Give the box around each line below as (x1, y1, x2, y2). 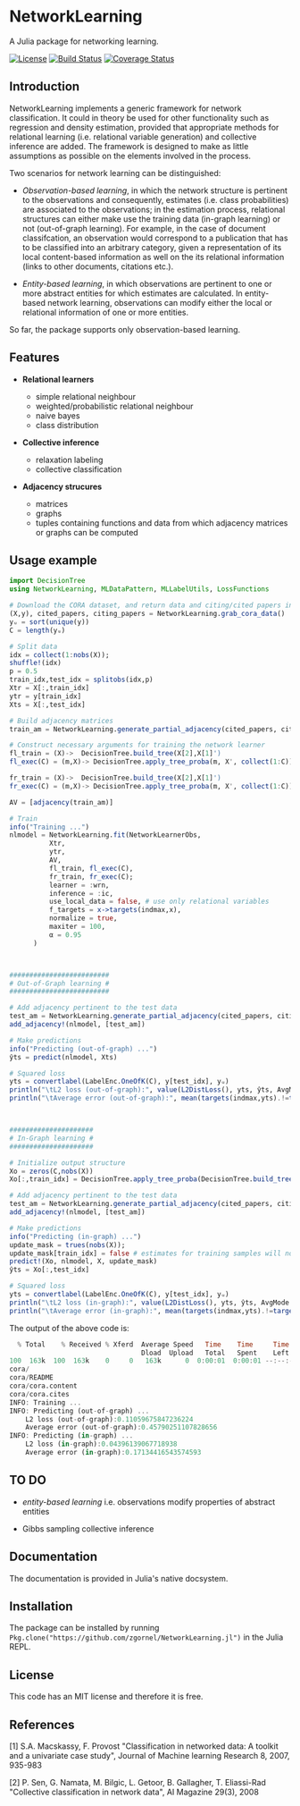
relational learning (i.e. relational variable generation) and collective (9, 131, 257, 142)
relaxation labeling (35, 454, 104, 465)
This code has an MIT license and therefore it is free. (9, 1692, 204, 1702)
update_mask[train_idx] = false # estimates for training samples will (9, 1249, 281, 1258)
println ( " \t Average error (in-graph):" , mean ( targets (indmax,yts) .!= (9, 1306, 274, 1315)
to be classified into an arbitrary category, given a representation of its (21, 241, 282, 252)
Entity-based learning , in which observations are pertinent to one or (21, 278, 272, 289)
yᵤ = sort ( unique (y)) (9, 617, 90, 627)
